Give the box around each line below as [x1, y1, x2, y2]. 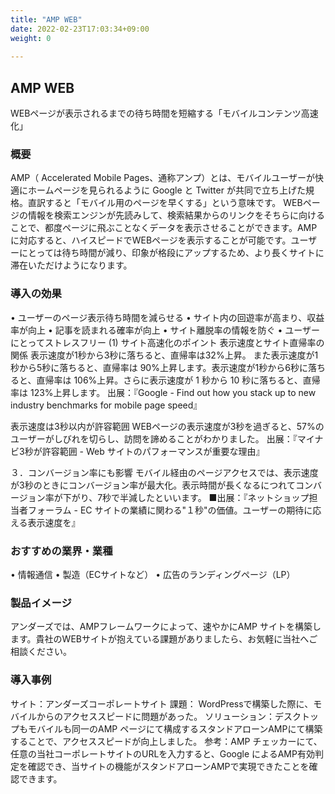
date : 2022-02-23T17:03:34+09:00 [10, 24, 150, 34]
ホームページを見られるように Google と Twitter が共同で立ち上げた [27, 184, 306, 196]
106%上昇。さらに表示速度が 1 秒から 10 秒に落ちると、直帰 [73, 374, 321, 386]
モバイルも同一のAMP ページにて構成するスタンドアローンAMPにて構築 [27, 722, 323, 735]
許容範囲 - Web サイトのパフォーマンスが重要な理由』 [41, 445, 265, 457]
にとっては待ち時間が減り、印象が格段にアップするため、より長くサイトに [18, 247, 325, 259]
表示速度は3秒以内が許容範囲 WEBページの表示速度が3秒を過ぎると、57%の [10, 420, 325, 432]
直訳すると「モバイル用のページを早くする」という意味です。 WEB [27, 197, 303, 209]
